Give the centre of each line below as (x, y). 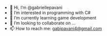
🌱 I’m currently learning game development (53, 18)
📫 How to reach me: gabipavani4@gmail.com (56, 28)
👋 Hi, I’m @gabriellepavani (36, 8)
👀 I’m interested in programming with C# (50, 13)
